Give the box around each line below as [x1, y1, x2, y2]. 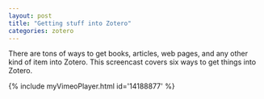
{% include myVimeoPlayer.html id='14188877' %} [8, 81, 175, 91]
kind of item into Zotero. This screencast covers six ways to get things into [8, 57, 257, 67]
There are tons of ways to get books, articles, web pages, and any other [8, 49, 249, 59]
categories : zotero [8, 27, 74, 35]
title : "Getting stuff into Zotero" [8, 19, 132, 27]
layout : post [8, 11, 52, 20]
